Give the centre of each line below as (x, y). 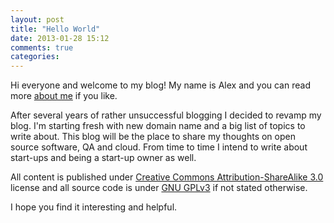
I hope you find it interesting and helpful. (94, 207)
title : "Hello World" (55, 29)
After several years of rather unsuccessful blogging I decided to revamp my (166, 115)
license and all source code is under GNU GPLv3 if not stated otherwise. (159, 188)
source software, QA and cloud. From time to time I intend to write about (159, 147)
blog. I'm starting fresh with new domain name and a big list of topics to (158, 126)
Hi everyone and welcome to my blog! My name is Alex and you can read (160, 85)
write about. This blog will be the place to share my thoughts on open (153, 137)
